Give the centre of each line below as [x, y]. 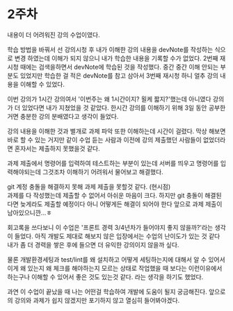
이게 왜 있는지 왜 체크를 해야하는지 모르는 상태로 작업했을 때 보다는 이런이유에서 [115, 268]
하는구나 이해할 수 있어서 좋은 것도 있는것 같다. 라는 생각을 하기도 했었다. [105, 277]
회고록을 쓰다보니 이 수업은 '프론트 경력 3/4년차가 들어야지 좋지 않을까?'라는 [110, 227]
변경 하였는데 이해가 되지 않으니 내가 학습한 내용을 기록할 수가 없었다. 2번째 [116, 58]
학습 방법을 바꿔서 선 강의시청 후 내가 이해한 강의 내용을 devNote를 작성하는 [110, 49]
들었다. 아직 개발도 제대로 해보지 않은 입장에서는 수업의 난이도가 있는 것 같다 [117, 236]
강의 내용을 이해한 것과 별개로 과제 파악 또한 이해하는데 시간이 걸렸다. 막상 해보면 [116, 131]
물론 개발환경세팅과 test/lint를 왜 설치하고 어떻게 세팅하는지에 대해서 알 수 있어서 [116, 259]
